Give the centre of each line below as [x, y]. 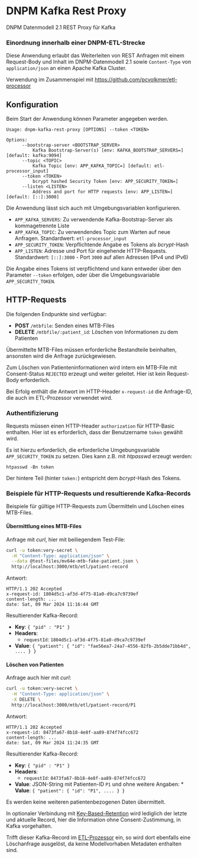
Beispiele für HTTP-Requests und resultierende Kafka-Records [98, 494]
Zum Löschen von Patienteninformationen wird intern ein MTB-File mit [92, 367]
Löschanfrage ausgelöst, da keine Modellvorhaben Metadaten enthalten [94, 843]
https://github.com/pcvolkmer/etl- [136, 80]
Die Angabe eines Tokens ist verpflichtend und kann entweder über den [94, 269]
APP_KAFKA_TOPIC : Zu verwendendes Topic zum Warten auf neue [92, 232]
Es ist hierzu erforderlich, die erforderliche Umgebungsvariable [83, 450]
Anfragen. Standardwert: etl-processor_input [71, 239]
